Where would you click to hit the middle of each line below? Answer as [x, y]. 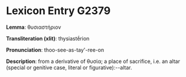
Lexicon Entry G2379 [58, 11]
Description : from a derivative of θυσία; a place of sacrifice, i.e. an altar [93, 61]
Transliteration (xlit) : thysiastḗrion [48, 38]
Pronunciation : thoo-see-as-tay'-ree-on [55, 50]
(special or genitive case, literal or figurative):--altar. [69, 67]
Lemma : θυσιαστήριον [34, 27]
